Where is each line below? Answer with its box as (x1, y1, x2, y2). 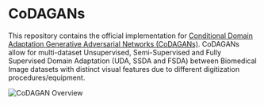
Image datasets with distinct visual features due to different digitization (8, 64, 240, 73)
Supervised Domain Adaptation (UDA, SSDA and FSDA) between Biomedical (8, 56, 257, 66)
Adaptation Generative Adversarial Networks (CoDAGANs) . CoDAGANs (8, 39, 240, 48)
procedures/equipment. (8, 73, 86, 82)
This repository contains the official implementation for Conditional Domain (8, 31, 254, 40)
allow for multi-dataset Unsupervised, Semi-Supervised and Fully (8, 47, 222, 57)
